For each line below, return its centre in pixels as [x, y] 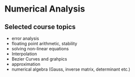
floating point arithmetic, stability [44, 44]
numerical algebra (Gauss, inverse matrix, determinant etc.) [71, 69]
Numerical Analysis [45, 9]
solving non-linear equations [40, 49]
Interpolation [24, 54]
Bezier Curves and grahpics [39, 59]
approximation [26, 64]
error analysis [25, 38]
